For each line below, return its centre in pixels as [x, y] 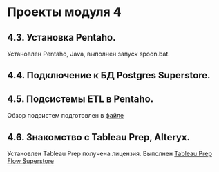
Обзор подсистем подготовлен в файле [66, 116]
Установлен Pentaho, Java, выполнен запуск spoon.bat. [89, 54]
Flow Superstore [30, 161]
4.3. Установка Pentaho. [61, 37]
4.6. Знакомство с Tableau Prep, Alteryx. [98, 137]
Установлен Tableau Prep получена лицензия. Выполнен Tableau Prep [109, 154]
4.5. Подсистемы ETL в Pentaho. [80, 99]
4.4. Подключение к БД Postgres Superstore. [109, 75]
